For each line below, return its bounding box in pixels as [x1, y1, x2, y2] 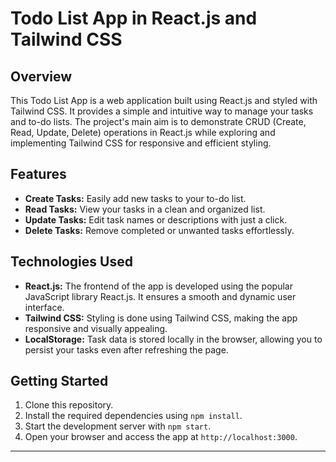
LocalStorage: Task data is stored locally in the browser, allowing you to [24, 333, 323, 345]
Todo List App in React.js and [10, 7, 258, 30]
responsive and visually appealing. [24, 322, 168, 334]
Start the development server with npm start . [24, 420, 212, 432]
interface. [24, 301, 65, 313]
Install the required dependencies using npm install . [24, 410, 243, 422]
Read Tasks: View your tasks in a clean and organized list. [24, 203, 266, 215]
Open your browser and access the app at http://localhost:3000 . [24, 431, 298, 443]
